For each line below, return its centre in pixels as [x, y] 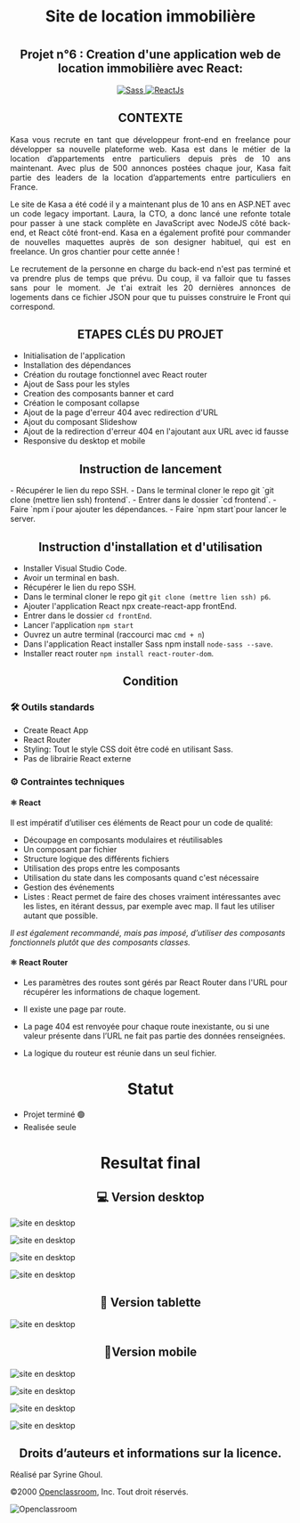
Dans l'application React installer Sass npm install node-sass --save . [148, 644]
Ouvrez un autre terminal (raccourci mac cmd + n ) [114, 635]
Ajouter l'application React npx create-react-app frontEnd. [130, 607]
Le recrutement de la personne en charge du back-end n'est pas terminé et [150, 268]
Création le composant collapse [81, 403]
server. [23, 519]
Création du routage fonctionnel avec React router [115, 375]
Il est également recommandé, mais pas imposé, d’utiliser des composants [148, 933]
